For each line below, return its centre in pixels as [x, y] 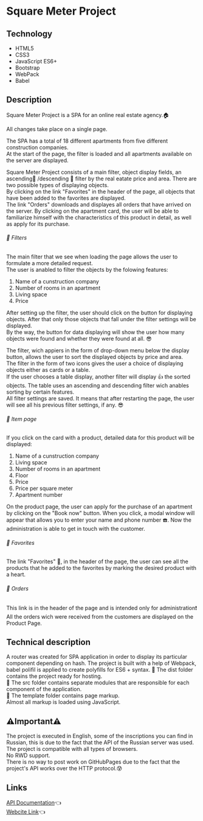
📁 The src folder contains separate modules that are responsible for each [98, 683]
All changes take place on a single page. [57, 129]
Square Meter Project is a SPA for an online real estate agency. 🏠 [88, 115]
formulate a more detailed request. [50, 263]
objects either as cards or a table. [48, 370]
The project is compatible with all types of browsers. [72, 749]
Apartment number [39, 495]
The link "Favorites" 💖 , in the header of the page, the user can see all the [97, 561]
